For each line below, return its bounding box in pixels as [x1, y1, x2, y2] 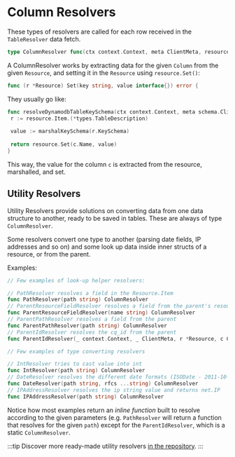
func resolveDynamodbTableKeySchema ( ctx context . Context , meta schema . [7, 108, 220, 116]
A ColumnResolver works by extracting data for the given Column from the [7, 61, 219, 69]
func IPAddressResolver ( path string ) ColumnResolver [7, 393, 164, 400]
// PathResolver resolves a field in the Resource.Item [7, 289, 173, 296]
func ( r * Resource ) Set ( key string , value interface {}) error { [7, 82, 199, 89]
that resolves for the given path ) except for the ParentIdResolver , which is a [7, 421, 225, 429]
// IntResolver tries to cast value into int [7, 360, 142, 368]
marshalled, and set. [7, 168, 66, 176]
